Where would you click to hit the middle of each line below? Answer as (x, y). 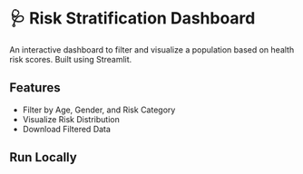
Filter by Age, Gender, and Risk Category (99, 110)
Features (35, 88)
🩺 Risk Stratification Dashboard (132, 19)
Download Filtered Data (67, 129)
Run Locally (43, 157)
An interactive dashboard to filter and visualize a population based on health (152, 49)
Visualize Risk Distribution (71, 119)
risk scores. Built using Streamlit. (71, 59)
